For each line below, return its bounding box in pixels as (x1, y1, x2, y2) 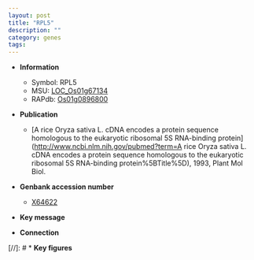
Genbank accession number (19, 182, 114, 191)
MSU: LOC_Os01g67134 (31, 86, 109, 95)
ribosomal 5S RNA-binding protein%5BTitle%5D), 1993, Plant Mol (31, 158, 244, 168)
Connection (19, 228, 59, 237)
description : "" (8, 26, 61, 34)
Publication (19, 110, 58, 119)
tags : (8, 41, 26, 49)
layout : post (8, 11, 51, 20)
